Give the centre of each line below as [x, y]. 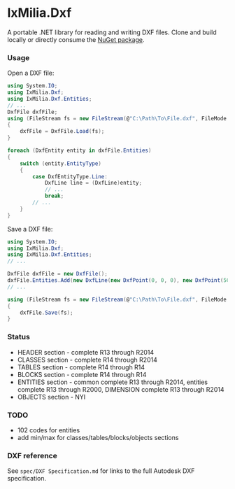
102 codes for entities [49, 430]
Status [19, 337]
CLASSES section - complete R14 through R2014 [87, 360]
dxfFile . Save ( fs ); [47, 313]
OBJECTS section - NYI [51, 397]
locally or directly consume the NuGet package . [76, 39]
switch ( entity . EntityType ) [60, 163]
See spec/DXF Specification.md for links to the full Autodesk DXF [101, 471]
